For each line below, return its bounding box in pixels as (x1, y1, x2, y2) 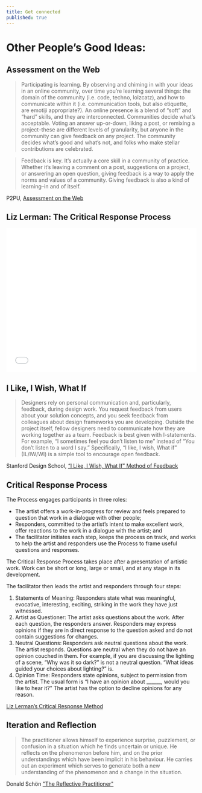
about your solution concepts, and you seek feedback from (21, 412, 169, 419)
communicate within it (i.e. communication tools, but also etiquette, (21, 100, 188, 107)
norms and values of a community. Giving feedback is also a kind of (21, 176, 190, 184)
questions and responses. (14, 546, 80, 553)
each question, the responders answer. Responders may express (14, 620, 177, 627)
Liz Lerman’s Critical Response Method (6, 702, 104, 709)
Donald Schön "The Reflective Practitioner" (6, 780, 114, 788)
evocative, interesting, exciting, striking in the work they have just (14, 600, 178, 608)
